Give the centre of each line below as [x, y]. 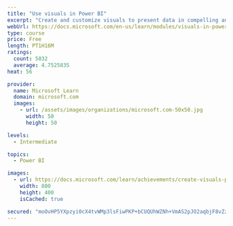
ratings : [20, 53]
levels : [18, 135]
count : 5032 [31, 59]
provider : [21, 84]
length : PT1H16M [31, 46]
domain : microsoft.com [46, 97]
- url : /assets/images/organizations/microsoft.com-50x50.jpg [111, 110]
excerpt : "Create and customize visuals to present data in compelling [113, 20]
